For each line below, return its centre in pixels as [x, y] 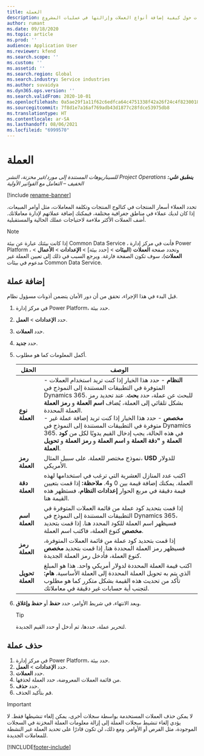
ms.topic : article [30, 35]
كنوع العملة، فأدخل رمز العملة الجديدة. [93, 555]
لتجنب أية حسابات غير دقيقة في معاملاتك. [97, 588]
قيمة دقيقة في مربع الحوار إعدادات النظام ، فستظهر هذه [115, 490]
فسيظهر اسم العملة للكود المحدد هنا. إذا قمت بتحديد [110, 523]
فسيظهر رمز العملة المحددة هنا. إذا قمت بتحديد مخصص [114, 548]
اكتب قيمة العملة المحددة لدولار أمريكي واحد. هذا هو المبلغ [118, 565]
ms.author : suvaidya [33, 85]
